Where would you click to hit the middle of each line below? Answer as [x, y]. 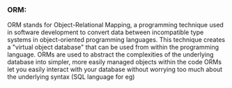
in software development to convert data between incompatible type [106, 32]
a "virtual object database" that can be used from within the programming [113, 47]
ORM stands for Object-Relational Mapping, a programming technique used [116, 25]
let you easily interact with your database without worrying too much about [115, 69]
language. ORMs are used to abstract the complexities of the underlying [110, 54]
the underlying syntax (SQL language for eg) [71, 77]
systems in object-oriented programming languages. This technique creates [116, 40]
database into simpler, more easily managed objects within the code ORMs [114, 62]
